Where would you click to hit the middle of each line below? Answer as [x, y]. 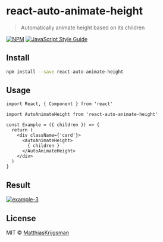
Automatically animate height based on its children [83, 27]
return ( [22, 130]
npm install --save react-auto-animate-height [65, 72]
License [21, 218]
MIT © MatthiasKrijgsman [38, 233]
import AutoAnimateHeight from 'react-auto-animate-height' [82, 115]
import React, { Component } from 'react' [59, 104]
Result [18, 185]
